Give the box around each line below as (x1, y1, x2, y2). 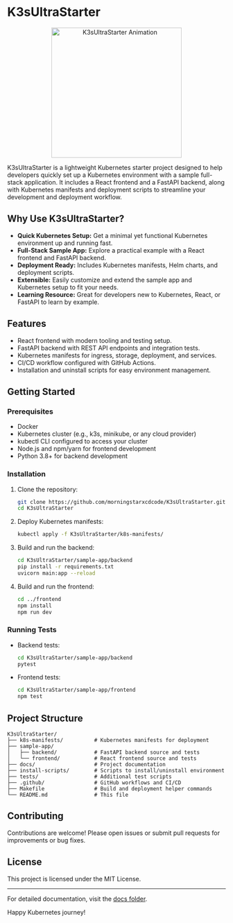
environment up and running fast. (17, 239, 113, 247)
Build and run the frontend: (17, 582, 95, 591)
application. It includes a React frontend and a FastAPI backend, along (24, 178, 225, 186)
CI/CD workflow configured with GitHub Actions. (17, 358, 156, 366)
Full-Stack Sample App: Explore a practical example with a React (17, 246, 205, 254)
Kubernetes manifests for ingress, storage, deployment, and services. (17, 351, 217, 359)
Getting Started (7, 386, 76, 398)
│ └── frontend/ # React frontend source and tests (7, 755, 197, 762)
